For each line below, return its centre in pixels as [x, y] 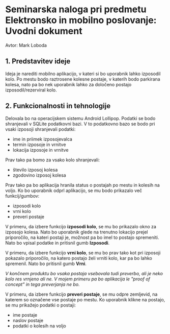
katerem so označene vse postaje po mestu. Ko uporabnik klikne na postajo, [85, 299]
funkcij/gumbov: [22, 196]
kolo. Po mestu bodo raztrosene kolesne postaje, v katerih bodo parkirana [83, 79]
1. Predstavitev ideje [38, 62]
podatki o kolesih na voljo [39, 326]
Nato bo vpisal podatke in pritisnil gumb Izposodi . [58, 243]
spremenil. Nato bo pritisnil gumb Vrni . [46, 264]
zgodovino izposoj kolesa [39, 175]
